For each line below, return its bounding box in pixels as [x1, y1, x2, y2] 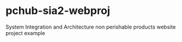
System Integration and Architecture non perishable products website [5, 23, 176, 30]
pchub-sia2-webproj [5, 4, 111, 17]
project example [5, 29, 45, 36]
